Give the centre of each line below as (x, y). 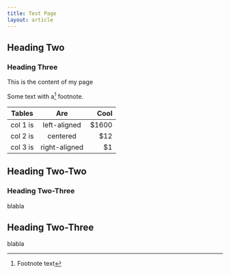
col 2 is (22, 136)
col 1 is (22, 125)
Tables (22, 113)
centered (62, 136)
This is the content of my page (50, 82)
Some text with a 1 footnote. (46, 96)
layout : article (30, 20)
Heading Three (33, 67)
